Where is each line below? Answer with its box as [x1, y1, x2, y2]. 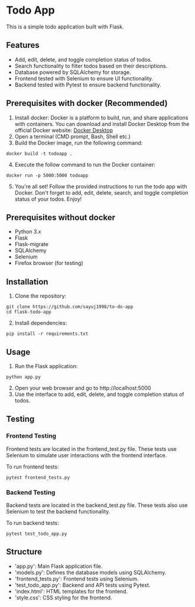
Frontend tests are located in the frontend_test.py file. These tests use [6, 445, 177, 453]
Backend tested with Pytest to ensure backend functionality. [14, 81, 161, 88]
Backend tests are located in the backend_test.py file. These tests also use [6, 501, 188, 509]
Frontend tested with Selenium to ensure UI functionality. [14, 75, 154, 82]
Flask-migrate [14, 241, 49, 248]
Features [6, 40, 40, 50]
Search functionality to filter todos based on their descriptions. [14, 62, 168, 69]
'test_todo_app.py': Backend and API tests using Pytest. [14, 581, 151, 589]
